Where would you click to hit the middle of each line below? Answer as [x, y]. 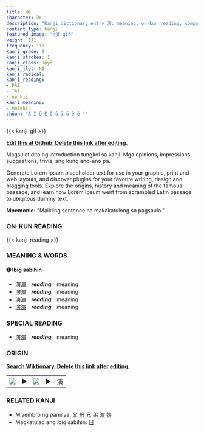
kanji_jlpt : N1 [25, 68]
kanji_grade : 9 [25, 52]
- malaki [17, 108]
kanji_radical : [25, 74]
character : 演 [24, 18]
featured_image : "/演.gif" [40, 35]
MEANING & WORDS [37, 255]
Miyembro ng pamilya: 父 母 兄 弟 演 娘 [63, 414]
